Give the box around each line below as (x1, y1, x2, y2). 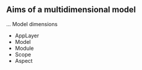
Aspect (14, 57, 33, 64)
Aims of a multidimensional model (6, 5, 136, 15)
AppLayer (14, 32, 40, 39)
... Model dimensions (6, 20, 58, 27)
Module (14, 44, 34, 52)
